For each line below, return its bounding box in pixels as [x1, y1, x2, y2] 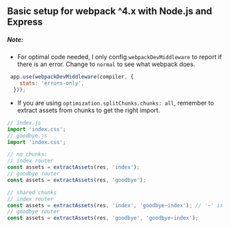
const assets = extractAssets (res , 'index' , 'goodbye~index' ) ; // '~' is [7, 202, 224, 209]
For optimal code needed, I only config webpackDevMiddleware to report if [17, 53, 222, 61]
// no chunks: [7, 151, 48, 158]
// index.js [7, 119, 41, 126]
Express [7, 17, 43, 28]
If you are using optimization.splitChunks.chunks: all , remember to [17, 99, 215, 107]
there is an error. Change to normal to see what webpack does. [17, 60, 196, 68]
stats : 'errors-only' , [19, 80, 85, 87]
